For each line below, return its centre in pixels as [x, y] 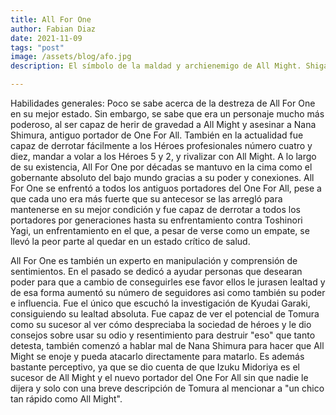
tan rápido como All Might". [66, 399]
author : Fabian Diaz [53, 29]
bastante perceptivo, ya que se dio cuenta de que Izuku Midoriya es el [155, 367]
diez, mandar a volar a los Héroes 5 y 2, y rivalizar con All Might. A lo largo [163, 156]
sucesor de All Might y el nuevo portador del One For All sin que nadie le [159, 377]
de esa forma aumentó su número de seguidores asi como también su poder [168, 292]
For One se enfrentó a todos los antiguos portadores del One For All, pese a [166, 188]
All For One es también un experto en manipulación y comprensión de [154, 260]
